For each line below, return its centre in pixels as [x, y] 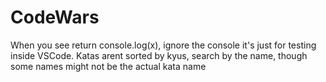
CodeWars [55, 17]
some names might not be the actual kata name [108, 66]
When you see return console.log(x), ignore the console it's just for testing [163, 45]
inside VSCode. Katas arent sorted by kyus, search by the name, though [159, 55]
